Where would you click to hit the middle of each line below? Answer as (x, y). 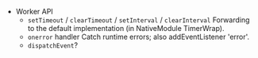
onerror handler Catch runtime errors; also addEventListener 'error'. (139, 37)
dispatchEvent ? (52, 45)
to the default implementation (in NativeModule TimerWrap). (126, 28)
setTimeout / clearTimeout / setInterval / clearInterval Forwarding (139, 20)
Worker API (34, 12)
